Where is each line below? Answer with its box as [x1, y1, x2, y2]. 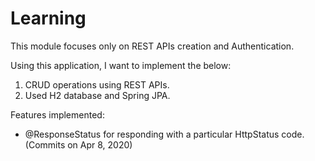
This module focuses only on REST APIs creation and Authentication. [10, 40, 295, 52]
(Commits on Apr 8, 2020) [24, 138, 133, 151]
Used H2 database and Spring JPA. [24, 89, 171, 101]
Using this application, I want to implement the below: [10, 59, 232, 71]
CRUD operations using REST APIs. [24, 78, 170, 91]
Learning [10, 7, 87, 30]
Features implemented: [10, 108, 105, 121]
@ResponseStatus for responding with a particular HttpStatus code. [24, 128, 305, 140]
